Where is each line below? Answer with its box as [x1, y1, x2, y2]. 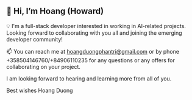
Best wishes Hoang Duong [6, 87, 73, 94]
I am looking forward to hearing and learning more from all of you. [6, 74, 172, 82]
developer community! [6, 35, 63, 43]
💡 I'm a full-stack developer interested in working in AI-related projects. [6, 22, 186, 29]
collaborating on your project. [6, 63, 81, 70]
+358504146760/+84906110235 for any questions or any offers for [6, 56, 175, 64]
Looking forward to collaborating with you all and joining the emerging [6, 29, 182, 37]
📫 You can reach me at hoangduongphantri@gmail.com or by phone [6, 48, 180, 55]
